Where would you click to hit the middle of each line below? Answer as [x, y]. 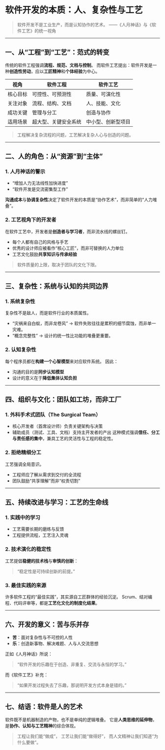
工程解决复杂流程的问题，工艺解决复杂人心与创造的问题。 [75, 135]
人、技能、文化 [104, 103]
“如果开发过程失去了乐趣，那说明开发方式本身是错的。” [72, 685]
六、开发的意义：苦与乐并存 [47, 625]
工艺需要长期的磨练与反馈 [38, 529]
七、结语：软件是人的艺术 [44, 707]
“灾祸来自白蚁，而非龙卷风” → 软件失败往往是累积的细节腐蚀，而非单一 [84, 323]
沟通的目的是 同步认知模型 [38, 372]
